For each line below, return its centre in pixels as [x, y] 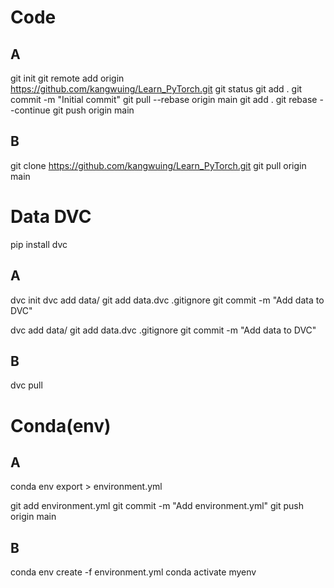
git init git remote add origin [67, 78]
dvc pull [26, 385]
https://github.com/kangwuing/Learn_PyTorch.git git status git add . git [156, 89]
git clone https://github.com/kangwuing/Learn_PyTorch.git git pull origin [158, 165]
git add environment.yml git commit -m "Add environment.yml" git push [157, 506]
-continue [30, 110]
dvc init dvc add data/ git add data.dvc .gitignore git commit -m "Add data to [167, 300]
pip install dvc [39, 244]
